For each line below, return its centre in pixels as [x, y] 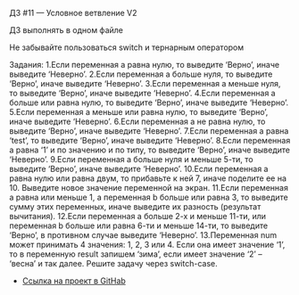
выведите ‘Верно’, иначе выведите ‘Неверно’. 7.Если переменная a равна [149, 131]
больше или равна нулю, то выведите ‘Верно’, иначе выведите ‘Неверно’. [149, 102]
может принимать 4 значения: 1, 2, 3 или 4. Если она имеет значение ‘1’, [147, 245]
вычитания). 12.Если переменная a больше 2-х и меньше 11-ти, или [137, 216]
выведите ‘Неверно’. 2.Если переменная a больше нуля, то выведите [141, 74]
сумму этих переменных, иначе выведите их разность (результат [135, 207]
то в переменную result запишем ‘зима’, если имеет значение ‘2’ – [136, 254]
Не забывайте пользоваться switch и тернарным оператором [127, 47]
